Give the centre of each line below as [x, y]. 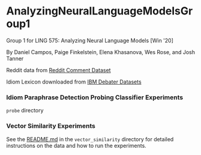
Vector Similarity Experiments [51, 126]
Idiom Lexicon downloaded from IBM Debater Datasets [74, 82]
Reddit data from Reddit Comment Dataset [58, 70]
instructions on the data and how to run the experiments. [76, 145]
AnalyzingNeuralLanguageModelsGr [100, 11]
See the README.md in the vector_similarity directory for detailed [90, 139]
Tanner [15, 58]
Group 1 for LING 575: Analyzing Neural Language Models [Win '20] [90, 40]
